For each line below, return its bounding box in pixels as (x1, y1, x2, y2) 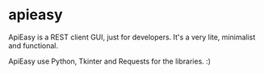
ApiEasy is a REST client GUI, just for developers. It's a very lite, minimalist (8, 32, 256, 42)
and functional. (8, 40, 59, 50)
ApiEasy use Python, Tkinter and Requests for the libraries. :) (8, 56, 212, 66)
